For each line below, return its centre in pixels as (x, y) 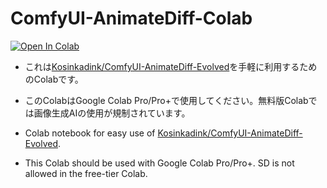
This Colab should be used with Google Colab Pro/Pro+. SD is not (159, 163)
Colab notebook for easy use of (90, 133)
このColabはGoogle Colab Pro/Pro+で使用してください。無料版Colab (166, 100)
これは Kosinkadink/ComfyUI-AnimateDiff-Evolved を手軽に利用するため (171, 66)
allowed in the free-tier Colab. (86, 173)
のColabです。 (54, 79)
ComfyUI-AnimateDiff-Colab (131, 18)
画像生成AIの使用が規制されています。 (112, 113)
